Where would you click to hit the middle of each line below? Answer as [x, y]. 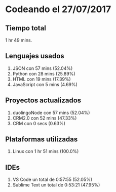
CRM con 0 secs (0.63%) [39, 123]
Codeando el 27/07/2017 [58, 9]
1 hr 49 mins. [19, 40]
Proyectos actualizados [43, 101]
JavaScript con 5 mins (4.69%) [45, 84]
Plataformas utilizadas [42, 140]
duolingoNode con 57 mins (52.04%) [51, 112]
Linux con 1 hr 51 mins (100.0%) [46, 151]
